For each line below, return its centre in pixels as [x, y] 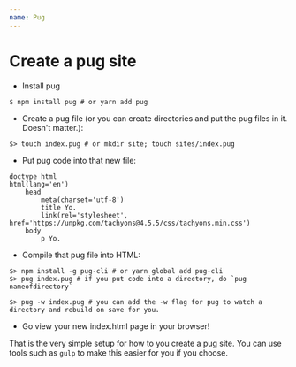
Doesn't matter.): [53, 127]
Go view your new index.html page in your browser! [116, 326]
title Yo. [59, 207]
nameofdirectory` [41, 287]
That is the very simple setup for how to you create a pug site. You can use [145, 343]
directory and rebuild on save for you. [85, 310]
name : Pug [27, 17]
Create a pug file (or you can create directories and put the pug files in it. [155, 118]
